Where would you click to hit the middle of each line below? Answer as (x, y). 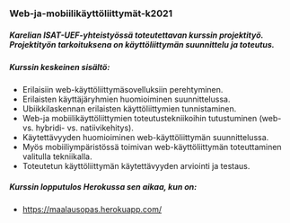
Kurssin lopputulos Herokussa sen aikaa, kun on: (103, 186)
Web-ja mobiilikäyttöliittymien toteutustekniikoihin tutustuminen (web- (152, 119)
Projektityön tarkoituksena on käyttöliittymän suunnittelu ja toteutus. (142, 44)
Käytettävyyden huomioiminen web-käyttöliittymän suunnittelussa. (145, 138)
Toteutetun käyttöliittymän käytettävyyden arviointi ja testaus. (136, 166)
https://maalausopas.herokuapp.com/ (92, 210)
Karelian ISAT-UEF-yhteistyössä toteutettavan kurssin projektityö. (136, 35)
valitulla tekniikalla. (57, 156)
